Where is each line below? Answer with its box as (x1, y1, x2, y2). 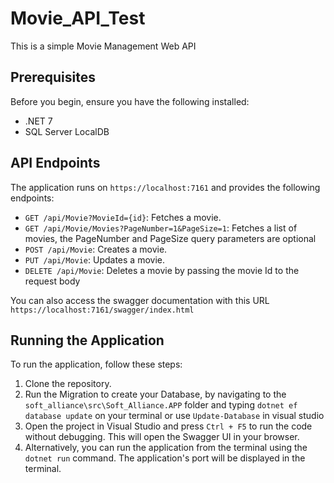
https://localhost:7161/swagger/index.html (10, 305, 195, 315)
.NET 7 (24, 115, 53, 127)
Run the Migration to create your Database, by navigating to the (24, 388, 287, 401)
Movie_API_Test (10, 7, 146, 30)
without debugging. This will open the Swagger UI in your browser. (24, 431, 300, 443)
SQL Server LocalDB (24, 125, 110, 137)
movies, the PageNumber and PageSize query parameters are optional (24, 232, 317, 244)
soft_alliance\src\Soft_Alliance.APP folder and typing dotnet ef (24, 399, 298, 411)
